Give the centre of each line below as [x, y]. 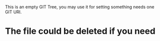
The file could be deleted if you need [80, 31]
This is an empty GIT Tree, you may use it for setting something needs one [80, 7]
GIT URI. [13, 12]
